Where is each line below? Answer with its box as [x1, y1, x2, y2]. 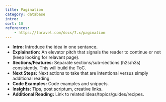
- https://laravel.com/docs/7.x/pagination [14, 30, 106, 35]
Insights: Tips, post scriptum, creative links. [12, 86, 103, 92]
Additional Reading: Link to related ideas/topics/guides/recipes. [12, 91, 144, 97]
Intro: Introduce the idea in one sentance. [12, 44, 98, 50]
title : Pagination [5, 7, 43, 12]
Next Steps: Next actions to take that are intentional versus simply [12, 70, 149, 76]
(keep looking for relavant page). [12, 54, 80, 60]
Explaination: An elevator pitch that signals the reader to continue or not [12, 49, 161, 55]
